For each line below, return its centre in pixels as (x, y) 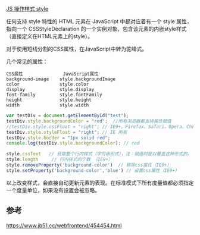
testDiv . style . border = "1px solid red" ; (58, 138)
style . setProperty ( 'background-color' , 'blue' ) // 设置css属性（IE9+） (93, 170)
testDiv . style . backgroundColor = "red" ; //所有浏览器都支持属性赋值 (89, 121)
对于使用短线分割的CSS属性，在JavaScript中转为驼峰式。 (77, 49)
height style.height (49, 100)
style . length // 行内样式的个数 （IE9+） (60, 159)
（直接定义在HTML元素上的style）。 (50, 36)
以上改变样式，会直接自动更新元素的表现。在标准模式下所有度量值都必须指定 (100, 183)
